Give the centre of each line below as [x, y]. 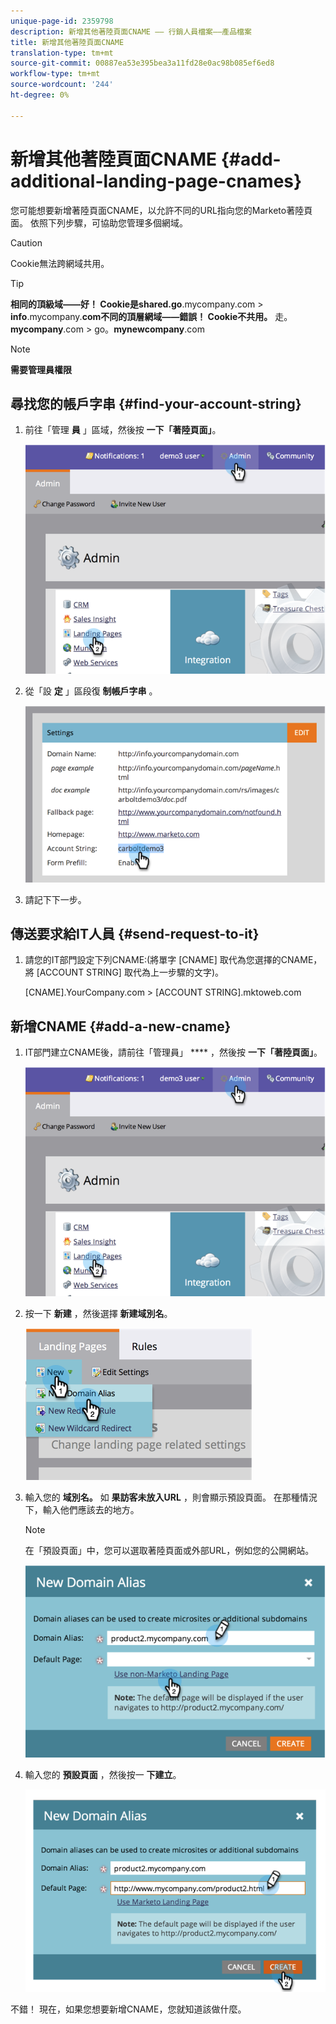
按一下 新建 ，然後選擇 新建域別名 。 [98, 1313]
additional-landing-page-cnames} [156, 181]
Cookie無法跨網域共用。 [60, 263]
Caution [26, 242]
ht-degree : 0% [40, 95]
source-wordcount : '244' [62, 85]
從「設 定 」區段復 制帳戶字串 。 [91, 691]
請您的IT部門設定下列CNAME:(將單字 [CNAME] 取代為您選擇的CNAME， [173, 960]
